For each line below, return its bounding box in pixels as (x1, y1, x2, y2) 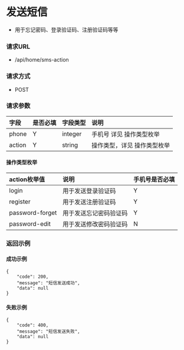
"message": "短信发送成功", (17, 280, 81, 286)
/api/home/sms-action (14, 56, 69, 63)
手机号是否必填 (133, 175, 175, 184)
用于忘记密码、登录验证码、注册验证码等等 (14, 26, 119, 33)
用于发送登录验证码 (63, 187, 116, 195)
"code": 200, (17, 274, 49, 280)
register (9, 198, 31, 206)
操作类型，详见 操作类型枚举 (91, 141, 170, 149)
